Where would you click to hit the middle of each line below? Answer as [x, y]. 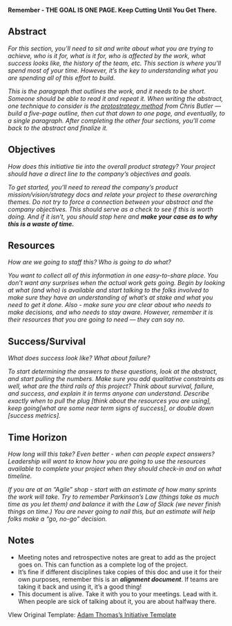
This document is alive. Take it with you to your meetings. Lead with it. [118, 593]
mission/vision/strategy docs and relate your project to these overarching [113, 194]
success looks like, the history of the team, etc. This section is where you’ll [115, 63]
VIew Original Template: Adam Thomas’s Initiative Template [92, 614]
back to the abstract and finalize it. [58, 128]
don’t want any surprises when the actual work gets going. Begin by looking [116, 283]
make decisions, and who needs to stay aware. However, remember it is [110, 312]
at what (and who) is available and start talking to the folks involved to [108, 291]
